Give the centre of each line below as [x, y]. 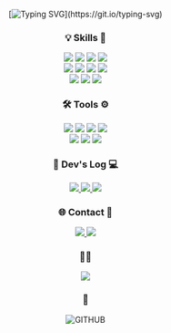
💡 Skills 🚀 [85, 37]
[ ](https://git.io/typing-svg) [85, 14]
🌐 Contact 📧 [85, 212]
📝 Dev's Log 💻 [85, 164]
